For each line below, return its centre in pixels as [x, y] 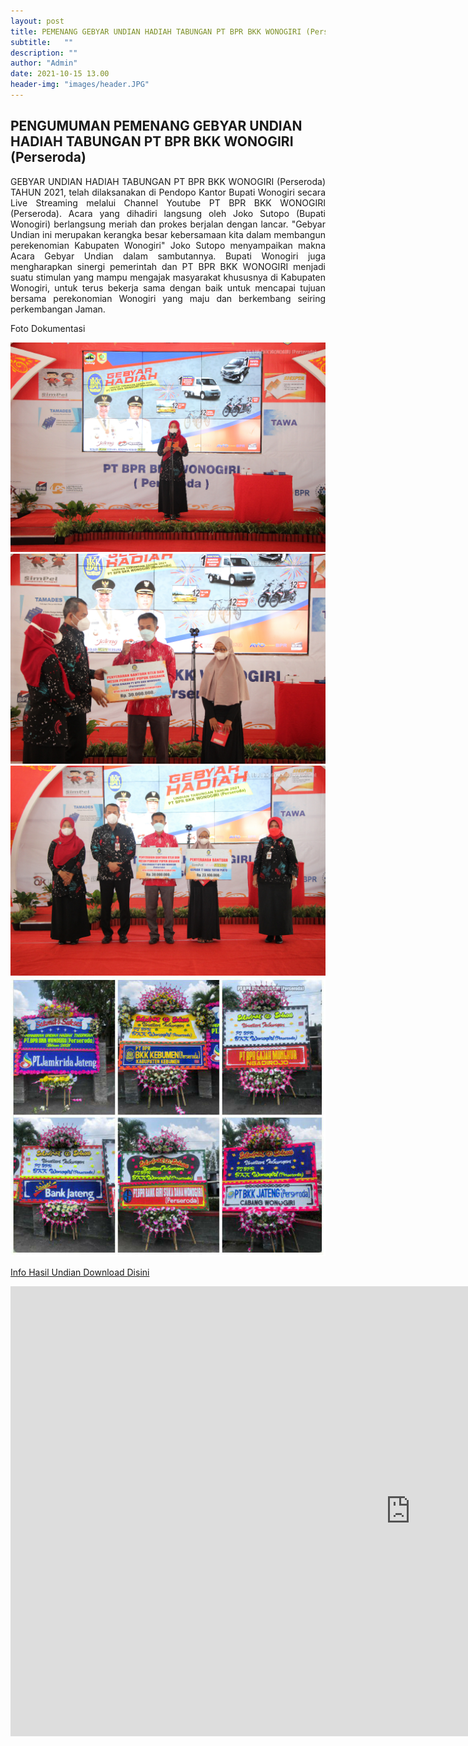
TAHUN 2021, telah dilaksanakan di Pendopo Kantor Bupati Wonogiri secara [168, 192]
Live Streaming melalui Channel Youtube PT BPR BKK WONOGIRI [168, 202]
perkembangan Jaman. [58, 309]
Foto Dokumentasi [48, 328]
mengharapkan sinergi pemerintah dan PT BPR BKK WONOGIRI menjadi [168, 266]
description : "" [44, 53]
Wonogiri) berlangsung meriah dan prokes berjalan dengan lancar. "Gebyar [168, 224]
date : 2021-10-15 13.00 [60, 74]
